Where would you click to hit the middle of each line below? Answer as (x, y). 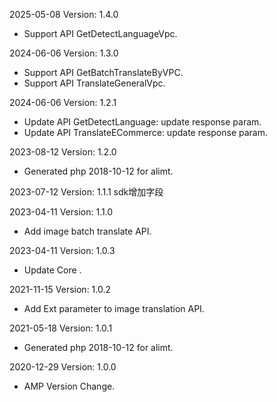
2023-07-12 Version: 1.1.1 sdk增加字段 (86, 192)
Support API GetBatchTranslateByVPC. (103, 72)
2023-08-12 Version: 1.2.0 (63, 152)
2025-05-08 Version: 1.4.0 (64, 14)
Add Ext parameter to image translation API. (114, 308)
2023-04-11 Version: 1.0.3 (62, 250)
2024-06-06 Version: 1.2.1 (63, 102)
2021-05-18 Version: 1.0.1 (61, 328)
